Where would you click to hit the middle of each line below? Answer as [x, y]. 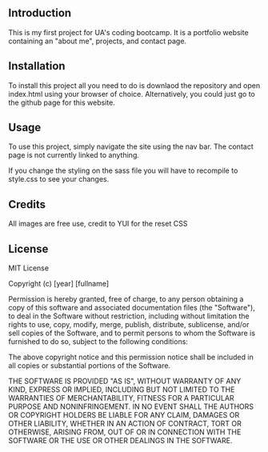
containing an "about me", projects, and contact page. [97, 41]
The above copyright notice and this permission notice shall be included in [131, 357]
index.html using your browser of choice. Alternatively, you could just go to [132, 94]
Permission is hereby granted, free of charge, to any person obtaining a [126, 299]
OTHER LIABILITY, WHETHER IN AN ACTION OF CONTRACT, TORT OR [125, 424]
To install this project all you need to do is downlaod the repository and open [134, 85]
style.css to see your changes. [59, 179]
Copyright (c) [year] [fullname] [59, 284]
